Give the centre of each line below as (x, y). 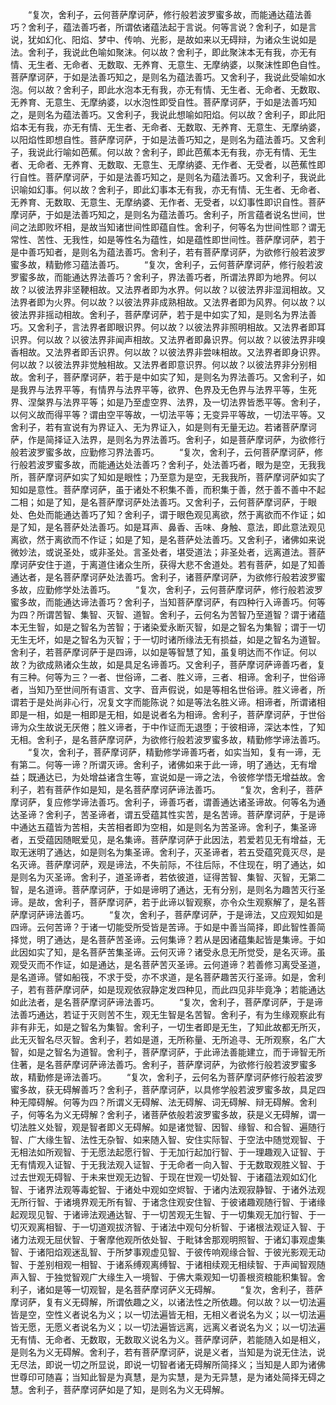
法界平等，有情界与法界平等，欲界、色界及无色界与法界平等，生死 (180, 389)
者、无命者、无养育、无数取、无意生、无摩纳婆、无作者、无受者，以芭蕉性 (163, 164)
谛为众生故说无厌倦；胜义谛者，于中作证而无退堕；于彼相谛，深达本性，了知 (168, 727)
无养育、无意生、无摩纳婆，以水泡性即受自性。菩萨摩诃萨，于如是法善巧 (159, 102)
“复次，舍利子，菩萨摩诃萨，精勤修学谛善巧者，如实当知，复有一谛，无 (174, 752)
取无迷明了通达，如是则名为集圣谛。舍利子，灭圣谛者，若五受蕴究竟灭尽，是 (168, 852)
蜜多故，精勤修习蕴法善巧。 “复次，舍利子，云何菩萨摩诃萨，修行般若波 (167, 264)
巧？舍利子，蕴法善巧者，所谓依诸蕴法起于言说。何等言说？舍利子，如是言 (163, 27)
